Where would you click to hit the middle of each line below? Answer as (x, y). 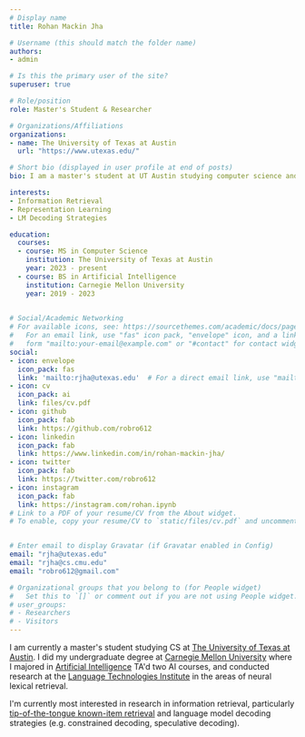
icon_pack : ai (44, 395)
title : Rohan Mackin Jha (56, 26)
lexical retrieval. (39, 686)
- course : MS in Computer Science (83, 251)
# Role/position (40, 101)
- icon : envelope (42, 360)
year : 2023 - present (66, 268)
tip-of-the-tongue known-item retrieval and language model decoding (140, 713)
